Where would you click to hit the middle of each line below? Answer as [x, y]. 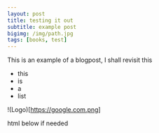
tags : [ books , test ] [37, 40]
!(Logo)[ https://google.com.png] [54, 110]
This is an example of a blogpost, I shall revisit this [80, 60]
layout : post [26, 14]
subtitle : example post [42, 27]
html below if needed [38, 123]
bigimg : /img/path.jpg [40, 33]
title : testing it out [40, 20]
